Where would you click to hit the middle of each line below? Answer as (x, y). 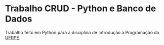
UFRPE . (13, 38)
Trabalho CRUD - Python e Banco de (81, 9)
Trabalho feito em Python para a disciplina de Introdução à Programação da (82, 32)
